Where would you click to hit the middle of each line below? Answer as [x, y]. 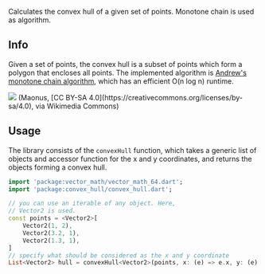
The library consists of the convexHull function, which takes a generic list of [132, 150]
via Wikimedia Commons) [77, 106]
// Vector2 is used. [43, 211]
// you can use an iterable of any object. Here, [92, 204]
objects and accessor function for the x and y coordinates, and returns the [130, 159]
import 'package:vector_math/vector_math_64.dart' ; [95, 182]
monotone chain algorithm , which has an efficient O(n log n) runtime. [121, 81]
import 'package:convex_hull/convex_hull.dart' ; [90, 189]
